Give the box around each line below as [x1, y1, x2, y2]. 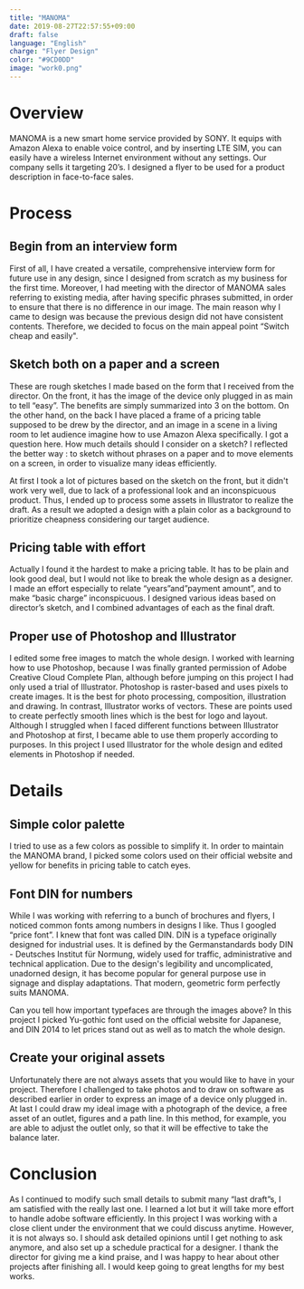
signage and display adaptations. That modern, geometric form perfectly [9, 977, 280, 988]
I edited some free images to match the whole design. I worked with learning [9, 653, 295, 664]
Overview [9, 103, 84, 123]
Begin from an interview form [9, 239, 178, 255]
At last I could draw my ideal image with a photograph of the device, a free [9, 1102, 288, 1114]
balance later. [9, 1131, 61, 1142]
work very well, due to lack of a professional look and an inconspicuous [9, 485, 277, 495]
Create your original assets [9, 1050, 166, 1065]
